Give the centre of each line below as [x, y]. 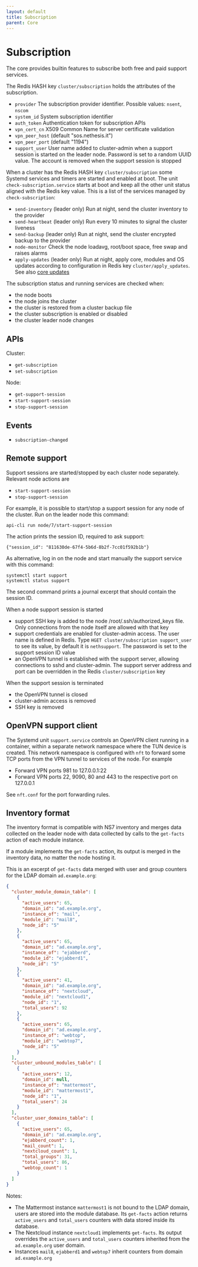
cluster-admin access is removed [55, 700]
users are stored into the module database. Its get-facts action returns [101, 1214]
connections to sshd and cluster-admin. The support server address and [103, 665]
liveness [25, 228]
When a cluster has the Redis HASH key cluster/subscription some [89, 172]
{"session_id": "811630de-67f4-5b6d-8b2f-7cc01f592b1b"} [78, 547]
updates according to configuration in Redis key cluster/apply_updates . [102, 266]
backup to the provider [43, 240]
